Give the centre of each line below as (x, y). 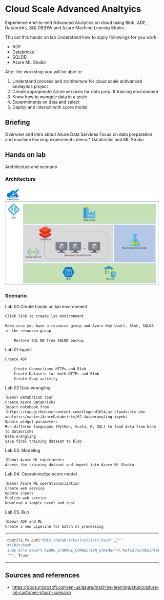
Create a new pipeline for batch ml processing (54, 526)
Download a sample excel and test (40, 503)
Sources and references (42, 575)
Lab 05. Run (17, 512)
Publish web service (26, 498)
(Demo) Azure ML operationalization (42, 483)
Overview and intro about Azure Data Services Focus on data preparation (79, 134)
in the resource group (28, 331)
